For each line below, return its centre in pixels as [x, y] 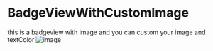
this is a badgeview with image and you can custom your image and [106, 32]
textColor [21, 39]
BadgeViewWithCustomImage [98, 13]
